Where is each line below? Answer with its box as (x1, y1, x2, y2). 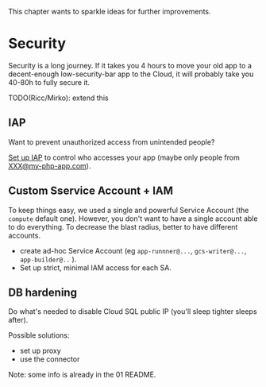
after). (8, 315, 29, 325)
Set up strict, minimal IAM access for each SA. (19, 262, 172, 273)
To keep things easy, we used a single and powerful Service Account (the (8, 205, 249, 215)
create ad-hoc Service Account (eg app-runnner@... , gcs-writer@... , (19, 246, 247, 255)
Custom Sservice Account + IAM (8, 184, 173, 198)
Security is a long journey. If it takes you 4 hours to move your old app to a (8, 60, 253, 70)
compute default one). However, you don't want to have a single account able (8, 214, 258, 223)
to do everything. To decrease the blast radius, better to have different (8, 222, 238, 231)
